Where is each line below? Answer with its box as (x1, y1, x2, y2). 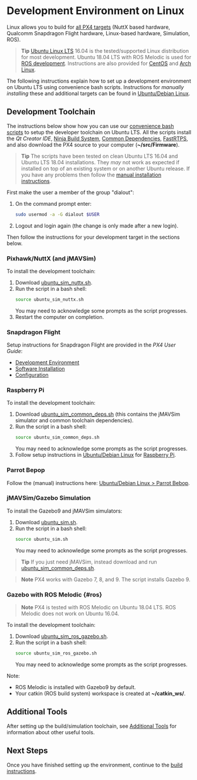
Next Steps (6, 746, 48, 756)
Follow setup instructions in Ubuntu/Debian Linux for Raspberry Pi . (15, 452, 176, 459)
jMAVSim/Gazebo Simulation (6, 494, 91, 502)
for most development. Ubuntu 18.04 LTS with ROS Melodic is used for (21, 53, 192, 60)
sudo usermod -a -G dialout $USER (15, 211, 100, 218)
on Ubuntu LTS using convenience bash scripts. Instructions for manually (6, 83, 184, 90)
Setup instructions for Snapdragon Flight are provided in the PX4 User (6, 341, 176, 348)
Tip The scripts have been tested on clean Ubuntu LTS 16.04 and (21, 152, 178, 160)
